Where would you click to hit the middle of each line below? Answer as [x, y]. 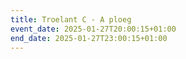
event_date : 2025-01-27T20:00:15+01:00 [93, 29]
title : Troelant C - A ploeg [71, 19]
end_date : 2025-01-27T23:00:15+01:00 [89, 38]
